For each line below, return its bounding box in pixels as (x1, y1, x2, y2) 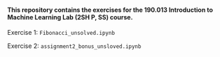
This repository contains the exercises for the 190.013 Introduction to (7, 6, 214, 14)
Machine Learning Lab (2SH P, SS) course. (7, 13, 133, 21)
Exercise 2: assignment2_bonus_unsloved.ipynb (7, 42, 142, 50)
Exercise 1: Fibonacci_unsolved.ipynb (7, 28, 116, 37)
